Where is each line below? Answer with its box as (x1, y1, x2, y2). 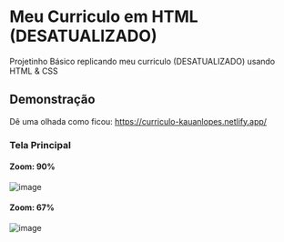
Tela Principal (9, 138, 71, 151)
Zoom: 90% (9, 161, 56, 172)
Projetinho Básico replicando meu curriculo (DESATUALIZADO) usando (9, 55, 276, 66)
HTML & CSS (9, 66, 59, 76)
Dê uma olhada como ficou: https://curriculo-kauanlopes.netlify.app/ (9, 116, 267, 126)
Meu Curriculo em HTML (9, 6, 198, 27)
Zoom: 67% (9, 202, 55, 213)
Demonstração (9, 92, 96, 107)
